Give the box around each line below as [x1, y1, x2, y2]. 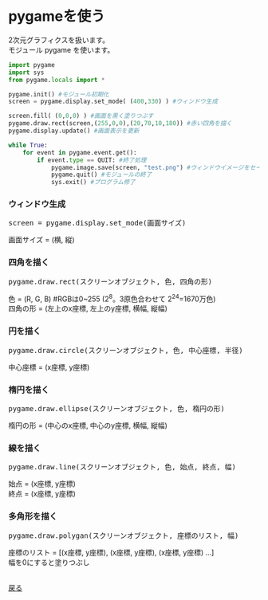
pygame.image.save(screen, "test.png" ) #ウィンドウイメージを [50, 163, 250, 171]
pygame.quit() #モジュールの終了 [50, 171, 152, 179]
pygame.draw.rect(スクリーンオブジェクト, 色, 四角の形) [8, 276, 213, 286]
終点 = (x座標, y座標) [8, 489, 76, 499]
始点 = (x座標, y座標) [8, 479, 76, 488]
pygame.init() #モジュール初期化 [8, 90, 109, 98]
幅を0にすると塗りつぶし [8, 557, 90, 567]
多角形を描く [8, 511, 58, 522]
